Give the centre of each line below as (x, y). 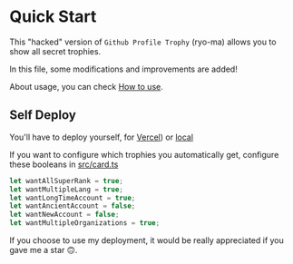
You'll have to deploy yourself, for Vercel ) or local (101, 137)
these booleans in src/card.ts (64, 164)
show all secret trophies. (55, 51)
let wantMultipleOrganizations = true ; (85, 223)
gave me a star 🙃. (44, 250)
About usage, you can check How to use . (86, 86)
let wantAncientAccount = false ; (73, 206)
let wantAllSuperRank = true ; (67, 181)
